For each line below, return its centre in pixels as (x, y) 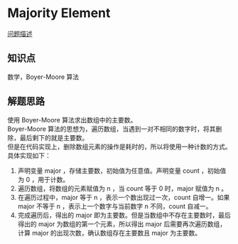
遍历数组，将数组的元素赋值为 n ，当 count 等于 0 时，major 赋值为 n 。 (123, 188)
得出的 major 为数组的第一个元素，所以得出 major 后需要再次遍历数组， (121, 224)
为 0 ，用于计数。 (43, 179)
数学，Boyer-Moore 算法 (43, 77)
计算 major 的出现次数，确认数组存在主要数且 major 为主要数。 (109, 233)
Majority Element (59, 13)
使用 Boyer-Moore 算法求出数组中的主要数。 (72, 120)
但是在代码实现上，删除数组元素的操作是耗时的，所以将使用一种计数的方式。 (119, 147)
